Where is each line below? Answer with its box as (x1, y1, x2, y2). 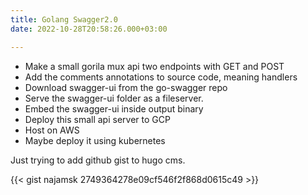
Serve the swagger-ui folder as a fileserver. (24, 92, 204, 104)
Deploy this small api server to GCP (24, 113, 171, 125)
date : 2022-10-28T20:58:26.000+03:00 (10, 24, 168, 34)
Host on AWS (24, 124, 80, 136)
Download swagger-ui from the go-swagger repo (24, 81, 228, 93)
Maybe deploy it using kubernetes (24, 134, 166, 146)
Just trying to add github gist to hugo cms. (10, 154, 186, 166)
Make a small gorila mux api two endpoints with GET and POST (24, 60, 285, 72)
